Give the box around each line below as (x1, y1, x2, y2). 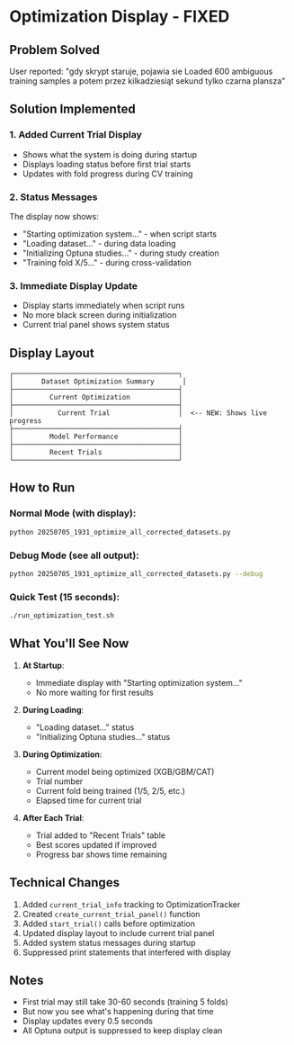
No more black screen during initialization (22, 310, 177, 320)
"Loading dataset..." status (35, 722, 135, 733)
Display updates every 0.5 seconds (22, 1015, 153, 1027)
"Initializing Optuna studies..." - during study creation (22, 248, 219, 258)
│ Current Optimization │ (9, 393, 183, 402)
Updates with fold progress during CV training (22, 168, 193, 179)
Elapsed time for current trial (35, 795, 142, 806)
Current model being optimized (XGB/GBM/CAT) (35, 766, 215, 777)
